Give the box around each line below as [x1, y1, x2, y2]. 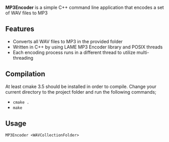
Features [5, 25, 34, 33]
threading [12, 55, 33, 61]
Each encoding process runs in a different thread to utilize [12, 49, 136, 56]
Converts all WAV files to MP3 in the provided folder [12, 38, 123, 44]
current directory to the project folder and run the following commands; [5, 88, 157, 95]
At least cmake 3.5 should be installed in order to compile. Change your [5, 83, 157, 90]
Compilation [5, 69, 45, 79]
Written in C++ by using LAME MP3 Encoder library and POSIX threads [12, 44, 163, 50]
